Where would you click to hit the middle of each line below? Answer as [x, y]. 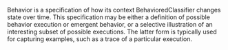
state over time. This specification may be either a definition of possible [108, 17]
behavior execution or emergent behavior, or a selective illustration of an [110, 24]
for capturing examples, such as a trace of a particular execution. [100, 39]
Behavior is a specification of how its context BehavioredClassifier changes [114, 10]
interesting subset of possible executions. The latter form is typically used [112, 32]
